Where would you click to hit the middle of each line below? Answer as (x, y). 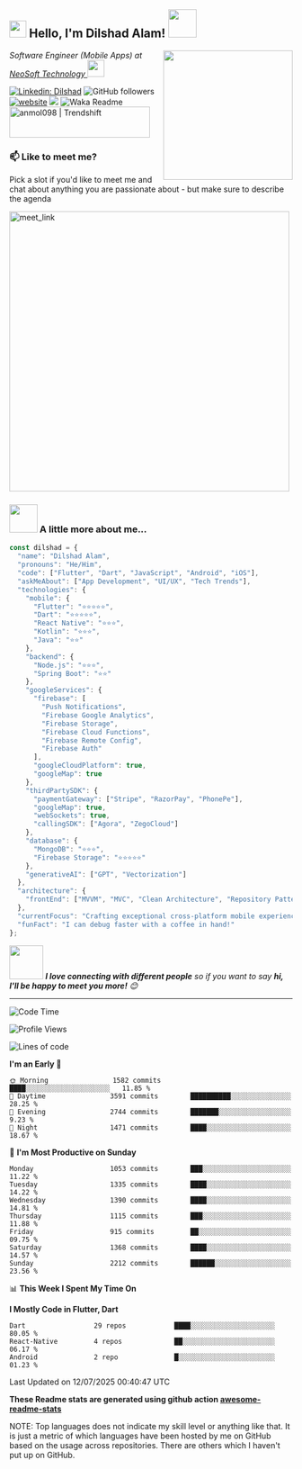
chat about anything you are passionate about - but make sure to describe (147, 189)
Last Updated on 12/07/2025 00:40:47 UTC (90, 1382)
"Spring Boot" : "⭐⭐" (72, 673)
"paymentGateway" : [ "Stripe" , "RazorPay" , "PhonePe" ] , (138, 799)
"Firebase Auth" (72, 749)
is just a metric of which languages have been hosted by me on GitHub (140, 1436)
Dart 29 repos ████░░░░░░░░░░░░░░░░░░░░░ (142, 1325)
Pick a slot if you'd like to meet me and (81, 180)
